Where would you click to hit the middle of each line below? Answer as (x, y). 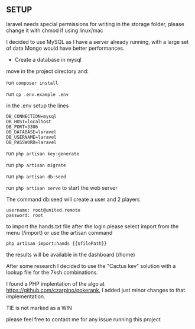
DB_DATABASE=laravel (32, 132)
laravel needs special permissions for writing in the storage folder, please (95, 24)
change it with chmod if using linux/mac (55, 30)
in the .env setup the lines (38, 106)
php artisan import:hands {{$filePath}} (57, 243)
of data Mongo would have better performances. (66, 48)
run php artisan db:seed (36, 176)
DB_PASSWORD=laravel (32, 142)
